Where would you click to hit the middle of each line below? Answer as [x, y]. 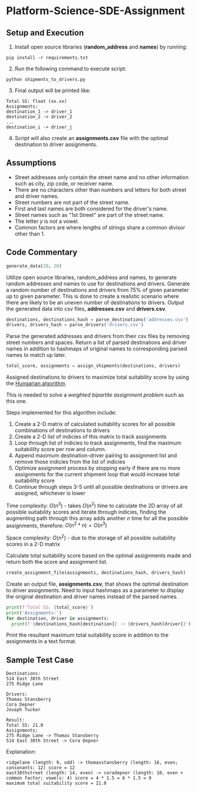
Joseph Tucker [24, 710]
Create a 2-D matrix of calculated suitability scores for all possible [95, 424]
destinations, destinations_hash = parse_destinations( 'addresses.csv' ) [97, 319]
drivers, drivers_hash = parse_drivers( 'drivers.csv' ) [75, 325]
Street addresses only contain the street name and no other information [101, 177]
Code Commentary [42, 252]
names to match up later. [36, 355]
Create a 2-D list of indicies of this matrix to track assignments [91, 437]
